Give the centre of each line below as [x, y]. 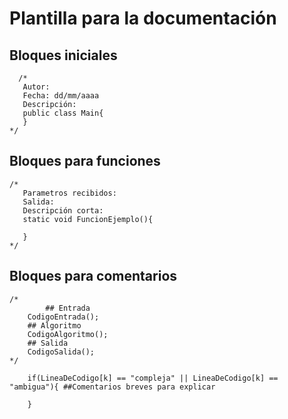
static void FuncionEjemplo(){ [88, 219]
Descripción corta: [63, 210]
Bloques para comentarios [93, 276]
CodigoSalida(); [61, 352]
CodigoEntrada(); [63, 317]
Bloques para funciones [85, 161]
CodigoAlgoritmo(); [68, 334]
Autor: [36, 87]
